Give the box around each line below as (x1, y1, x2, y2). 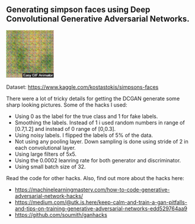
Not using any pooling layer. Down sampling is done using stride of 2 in (14, 137, 188, 145)
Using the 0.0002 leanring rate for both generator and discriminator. (14, 156, 181, 164)
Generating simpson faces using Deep (6, 5, 151, 15)
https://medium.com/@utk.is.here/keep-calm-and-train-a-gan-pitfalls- (14, 199, 188, 206)
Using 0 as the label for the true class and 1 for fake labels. (14, 113, 158, 120)
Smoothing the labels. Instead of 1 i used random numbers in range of (14, 119, 185, 126)
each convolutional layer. (14, 144, 76, 151)
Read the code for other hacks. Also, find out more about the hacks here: (6, 174, 185, 181)
